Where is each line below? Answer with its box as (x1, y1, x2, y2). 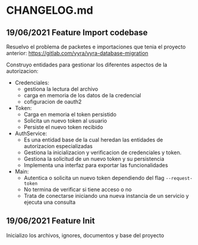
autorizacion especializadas (23, 143, 93, 149)
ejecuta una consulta (23, 198, 76, 206)
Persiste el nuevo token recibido (23, 124, 103, 130)
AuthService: (14, 130, 47, 137)
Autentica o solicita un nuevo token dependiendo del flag (23, 174, 165, 181)
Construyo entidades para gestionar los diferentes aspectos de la (6, 61, 167, 68)
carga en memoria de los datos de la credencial (23, 92, 142, 99)
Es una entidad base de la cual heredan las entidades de (23, 136, 163, 143)
